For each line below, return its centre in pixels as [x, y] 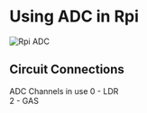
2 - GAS [24, 100]
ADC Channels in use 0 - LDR [64, 91]
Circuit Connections [67, 70]
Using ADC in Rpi [74, 17]
